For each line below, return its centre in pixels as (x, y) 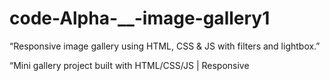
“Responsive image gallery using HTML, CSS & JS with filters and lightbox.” (165, 46)
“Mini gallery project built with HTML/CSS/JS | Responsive (129, 65)
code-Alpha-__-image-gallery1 (140, 18)
